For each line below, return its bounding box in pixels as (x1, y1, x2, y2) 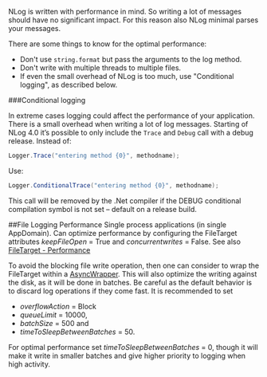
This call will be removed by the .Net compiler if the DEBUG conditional (8, 195, 241, 206)
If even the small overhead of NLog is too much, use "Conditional (19, 72, 234, 81)
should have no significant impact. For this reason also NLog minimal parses (8, 15, 259, 25)
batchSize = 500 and (19, 318, 89, 328)
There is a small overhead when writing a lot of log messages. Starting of (8, 120, 249, 128)
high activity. (8, 359, 50, 369)
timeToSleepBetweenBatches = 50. (19, 327, 135, 336)
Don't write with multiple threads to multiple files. (19, 63, 182, 73)
